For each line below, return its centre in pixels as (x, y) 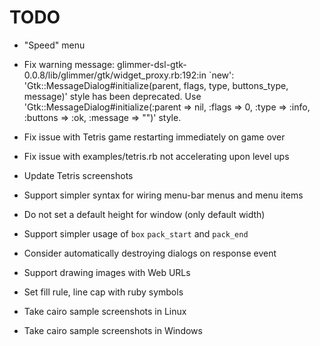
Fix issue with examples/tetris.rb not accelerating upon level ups (156, 156)
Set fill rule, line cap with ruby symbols (103, 292)
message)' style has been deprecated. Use (112, 96)
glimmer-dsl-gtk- (152, 64)
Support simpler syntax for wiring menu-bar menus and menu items (163, 195)
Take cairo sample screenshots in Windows (113, 330)
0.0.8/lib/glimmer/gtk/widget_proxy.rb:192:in (115, 75)
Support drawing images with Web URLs (107, 272)
